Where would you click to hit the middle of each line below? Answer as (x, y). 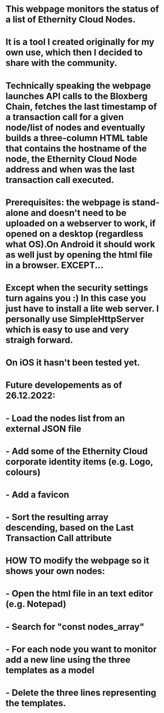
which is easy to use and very (67, 329)
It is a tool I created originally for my (80, 42)
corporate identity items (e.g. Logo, (79, 461)
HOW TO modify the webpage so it (77, 561)
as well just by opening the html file (79, 255)
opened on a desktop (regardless (75, 234)
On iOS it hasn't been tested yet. (73, 363)
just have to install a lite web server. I (82, 308)
